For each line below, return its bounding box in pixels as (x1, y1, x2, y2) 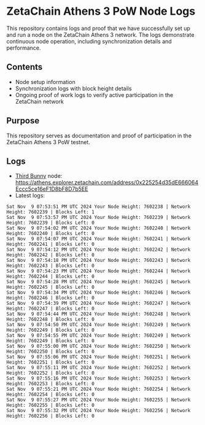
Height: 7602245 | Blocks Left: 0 (6, 284, 95, 291)
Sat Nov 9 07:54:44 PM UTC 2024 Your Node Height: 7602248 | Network (6, 311, 191, 317)
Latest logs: (15, 192, 45, 199)
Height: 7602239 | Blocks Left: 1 (6, 209, 95, 215)
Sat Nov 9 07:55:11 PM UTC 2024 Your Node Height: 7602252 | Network (6, 365, 191, 371)
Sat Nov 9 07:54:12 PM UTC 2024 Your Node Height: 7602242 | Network (6, 247, 191, 253)
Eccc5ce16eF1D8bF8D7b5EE (15, 185, 88, 193)
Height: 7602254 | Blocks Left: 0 (6, 391, 95, 398)
